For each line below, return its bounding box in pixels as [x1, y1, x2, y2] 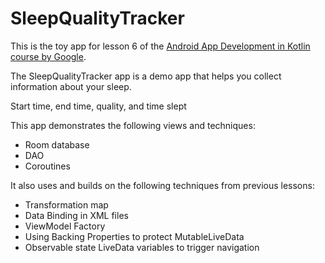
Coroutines [24, 160, 71, 172]
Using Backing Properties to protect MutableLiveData [24, 230, 245, 242]
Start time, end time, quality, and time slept [10, 100, 187, 112]
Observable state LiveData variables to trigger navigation [24, 241, 260, 253]
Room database [24, 138, 90, 151]
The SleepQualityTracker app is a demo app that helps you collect [10, 70, 282, 82]
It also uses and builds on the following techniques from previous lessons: [10, 179, 315, 191]
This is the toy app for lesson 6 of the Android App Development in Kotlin [10, 40, 311, 52]
